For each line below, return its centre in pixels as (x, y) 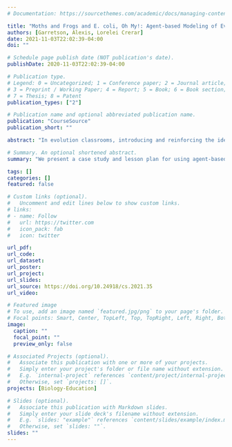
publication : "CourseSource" (49, 122)
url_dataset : (26, 261)
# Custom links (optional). (48, 197)
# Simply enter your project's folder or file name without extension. (116, 369)
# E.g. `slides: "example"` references (68, 420)
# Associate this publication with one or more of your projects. (108, 363)
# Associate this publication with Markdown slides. (88, 407)
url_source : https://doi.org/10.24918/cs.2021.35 (80, 286)
